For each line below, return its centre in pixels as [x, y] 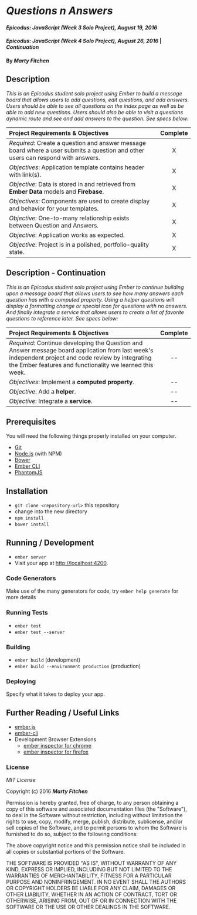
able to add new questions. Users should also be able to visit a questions [95, 112]
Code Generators [31, 578]
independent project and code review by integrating [80, 358]
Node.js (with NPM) [38, 454]
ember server [30, 557]
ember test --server [40, 632]
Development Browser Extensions [55, 739]
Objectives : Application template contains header [77, 167]
